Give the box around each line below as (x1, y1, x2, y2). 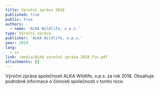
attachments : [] (5, 59, 40, 64)
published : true (5, 12, 40, 17)
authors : (5, 21, 24, 27)
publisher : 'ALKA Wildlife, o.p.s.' (5, 36, 83, 41)
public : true (5, 17, 33, 22)
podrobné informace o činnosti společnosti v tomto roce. (5, 78, 124, 84)
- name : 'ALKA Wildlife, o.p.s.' (10, 26, 81, 31)
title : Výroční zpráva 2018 (5, 7, 65, 13)
